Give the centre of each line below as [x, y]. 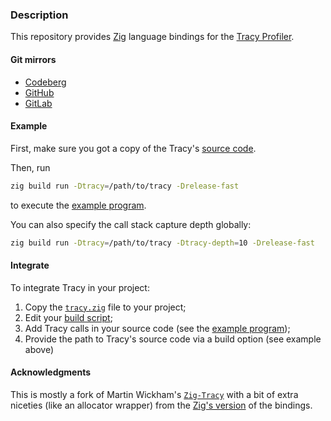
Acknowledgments [51, 372]
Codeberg [45, 82]
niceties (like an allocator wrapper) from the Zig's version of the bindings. [161, 405]
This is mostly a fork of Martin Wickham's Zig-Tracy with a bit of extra [154, 394]
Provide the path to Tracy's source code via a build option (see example [173, 339]
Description [39, 15]
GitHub [39, 92]
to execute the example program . [78, 205]
